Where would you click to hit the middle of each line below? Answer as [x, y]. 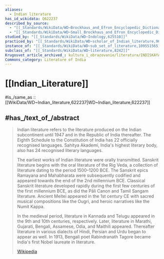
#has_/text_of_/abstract [42, 118]
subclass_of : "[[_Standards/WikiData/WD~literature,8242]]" [68, 50]
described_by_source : [27, 23]
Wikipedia [27, 251]
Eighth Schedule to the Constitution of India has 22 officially [77, 140]
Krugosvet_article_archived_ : [36, 55]
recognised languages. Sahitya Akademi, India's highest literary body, [87, 145]
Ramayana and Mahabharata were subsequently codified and [79, 175]
